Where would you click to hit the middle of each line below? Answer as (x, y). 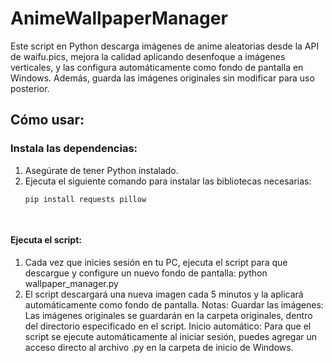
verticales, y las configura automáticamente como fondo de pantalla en (157, 67)
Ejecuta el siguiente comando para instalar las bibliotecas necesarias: (168, 181)
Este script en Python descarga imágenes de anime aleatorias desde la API (165, 46)
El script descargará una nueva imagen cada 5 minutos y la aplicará (164, 294)
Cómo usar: (47, 120)
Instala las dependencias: (74, 149)
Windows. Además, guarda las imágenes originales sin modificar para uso (162, 78)
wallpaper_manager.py (71, 283)
